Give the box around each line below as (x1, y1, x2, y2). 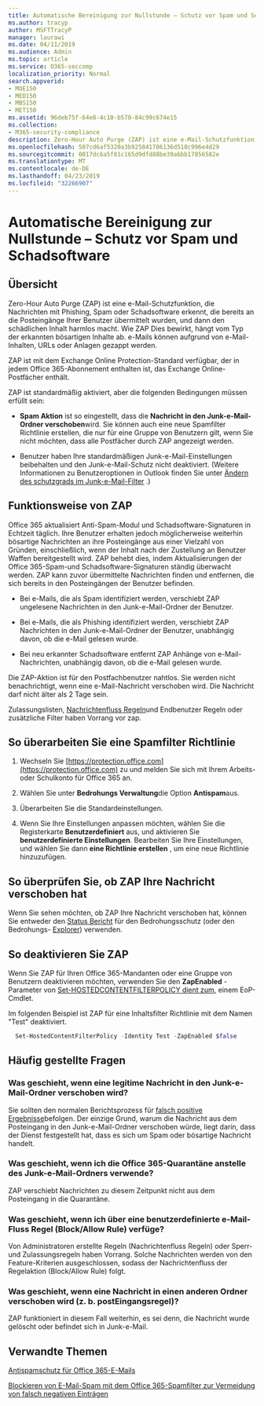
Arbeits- (229, 765, 256, 774)
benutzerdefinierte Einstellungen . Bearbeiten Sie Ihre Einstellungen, (19, 836, 244, 845)
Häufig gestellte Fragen (8, 1054, 126, 1067)
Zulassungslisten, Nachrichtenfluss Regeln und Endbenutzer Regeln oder (8, 705, 244, 714)
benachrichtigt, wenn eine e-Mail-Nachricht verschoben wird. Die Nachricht (8, 681, 255, 690)
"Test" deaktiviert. (8, 1017, 67, 1026)
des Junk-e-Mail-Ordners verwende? (8, 1168, 154, 1179)
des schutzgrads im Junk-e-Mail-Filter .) (19, 476, 151, 485)
